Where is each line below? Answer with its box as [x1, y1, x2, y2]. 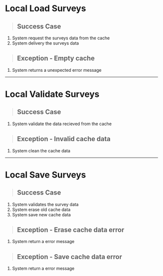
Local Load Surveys [5, 3, 86, 14]
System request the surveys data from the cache [12, 35, 110, 41]
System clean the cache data [12, 147, 70, 153]
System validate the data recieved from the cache [12, 121, 112, 127]
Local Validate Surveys [5, 89, 99, 99]
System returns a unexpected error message [12, 67, 102, 73]
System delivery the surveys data [12, 40, 79, 46]
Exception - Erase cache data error [16, 226, 125, 234]
